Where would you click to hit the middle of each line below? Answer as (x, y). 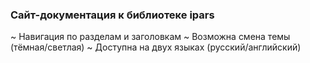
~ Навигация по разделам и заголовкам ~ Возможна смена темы (150, 37)
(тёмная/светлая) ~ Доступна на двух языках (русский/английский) (156, 47)
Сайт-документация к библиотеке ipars (112, 15)
